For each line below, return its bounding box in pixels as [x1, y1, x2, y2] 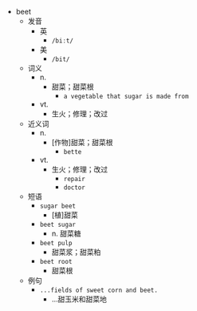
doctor [63, 184, 85, 192]
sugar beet [39, 202, 76, 210]
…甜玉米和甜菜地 [51, 294, 108, 304]
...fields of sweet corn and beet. [39, 286, 158, 294]
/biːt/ [51, 37, 74, 45]
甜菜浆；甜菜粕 [51, 248, 101, 256]
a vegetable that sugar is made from [63, 92, 189, 100]
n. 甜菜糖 [51, 228, 81, 238]
